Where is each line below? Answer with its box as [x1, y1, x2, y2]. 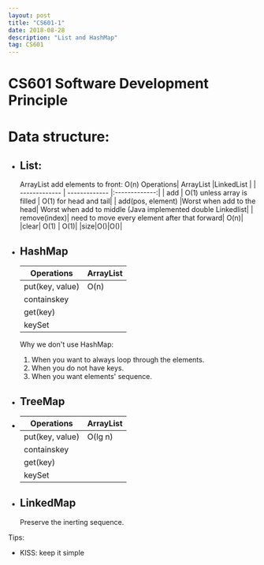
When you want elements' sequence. [31, 372, 152, 381]
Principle [8, 91, 69, 110]
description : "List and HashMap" [8, 33, 118, 42]
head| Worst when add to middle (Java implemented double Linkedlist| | [19, 205, 254, 214]
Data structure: [8, 128, 110, 146]
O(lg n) [87, 431, 113, 442]
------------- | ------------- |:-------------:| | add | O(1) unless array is [19, 188, 248, 198]
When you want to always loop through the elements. [31, 355, 205, 365]
